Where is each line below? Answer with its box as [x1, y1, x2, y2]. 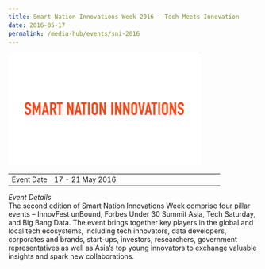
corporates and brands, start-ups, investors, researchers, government [8, 234, 238, 244]
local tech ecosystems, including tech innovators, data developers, [8, 226, 227, 236]
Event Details [8, 192, 52, 202]
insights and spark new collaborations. [8, 251, 135, 261]
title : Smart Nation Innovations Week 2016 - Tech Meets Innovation [8, 13, 240, 21]
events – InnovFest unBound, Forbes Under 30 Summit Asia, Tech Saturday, [8, 209, 256, 218]
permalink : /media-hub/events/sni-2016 [8, 29, 140, 37]
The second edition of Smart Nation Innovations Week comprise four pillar [8, 201, 251, 210]
